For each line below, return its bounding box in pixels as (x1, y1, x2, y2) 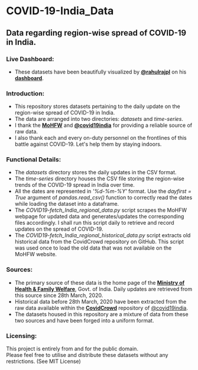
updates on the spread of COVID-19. (14, 225, 103, 232)
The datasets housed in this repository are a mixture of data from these (14, 310, 189, 318)
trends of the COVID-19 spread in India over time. (14, 181, 135, 189)
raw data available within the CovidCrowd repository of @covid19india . (14, 304, 188, 311)
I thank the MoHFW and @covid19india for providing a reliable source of (14, 122, 193, 129)
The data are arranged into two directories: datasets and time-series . (14, 116, 183, 123)
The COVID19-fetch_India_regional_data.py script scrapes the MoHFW (14, 206, 187, 214)
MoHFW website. (14, 251, 57, 258)
